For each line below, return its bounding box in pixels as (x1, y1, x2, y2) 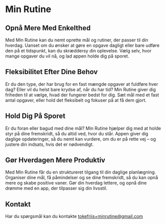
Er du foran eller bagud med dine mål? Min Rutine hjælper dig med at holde (5, 125, 161, 131)
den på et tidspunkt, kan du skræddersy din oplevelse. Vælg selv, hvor (5, 48, 152, 53)
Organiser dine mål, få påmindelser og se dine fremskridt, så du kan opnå (5, 175, 158, 181)
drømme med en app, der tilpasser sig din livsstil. (5, 185, 107, 191)
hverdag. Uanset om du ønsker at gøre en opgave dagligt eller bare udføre (5, 42, 160, 48)
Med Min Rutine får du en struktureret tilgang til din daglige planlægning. (5, 169, 156, 175)
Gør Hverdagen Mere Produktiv (5, 156, 105, 164)
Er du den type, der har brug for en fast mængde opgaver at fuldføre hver (5, 81, 158, 87)
